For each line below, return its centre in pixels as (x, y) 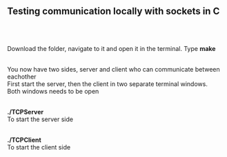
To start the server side (40, 119)
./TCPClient (24, 140)
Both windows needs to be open (53, 91)
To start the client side (39, 147)
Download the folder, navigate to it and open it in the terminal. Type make (111, 48)
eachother (22, 76)
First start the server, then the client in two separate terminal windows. (108, 84)
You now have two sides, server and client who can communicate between (114, 69)
